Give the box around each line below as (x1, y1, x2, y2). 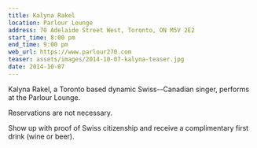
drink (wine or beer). (8, 131, 75, 141)
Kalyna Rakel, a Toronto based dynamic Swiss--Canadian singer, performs (8, 84, 250, 94)
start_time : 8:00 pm (8, 33, 76, 42)
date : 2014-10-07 (8, 63, 65, 71)
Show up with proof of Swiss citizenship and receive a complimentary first (8, 123, 249, 132)
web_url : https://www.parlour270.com (8, 48, 132, 56)
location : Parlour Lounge (8, 19, 93, 27)
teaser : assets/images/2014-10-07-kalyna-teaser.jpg (8, 56, 185, 64)
